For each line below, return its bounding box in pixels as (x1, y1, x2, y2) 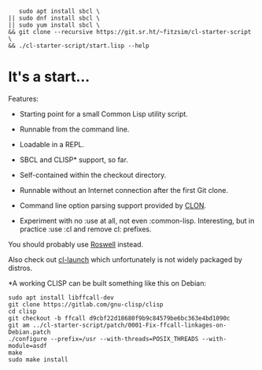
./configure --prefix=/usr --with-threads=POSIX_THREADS (8, 335, 199, 342)
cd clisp (8, 307, 37, 315)
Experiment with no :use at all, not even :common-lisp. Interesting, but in (19, 216, 255, 225)
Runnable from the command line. (19, 124, 130, 134)
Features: (8, 94, 39, 103)
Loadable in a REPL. (19, 139, 85, 149)
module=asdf (8, 342, 47, 350)
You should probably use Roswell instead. (8, 239, 144, 249)
